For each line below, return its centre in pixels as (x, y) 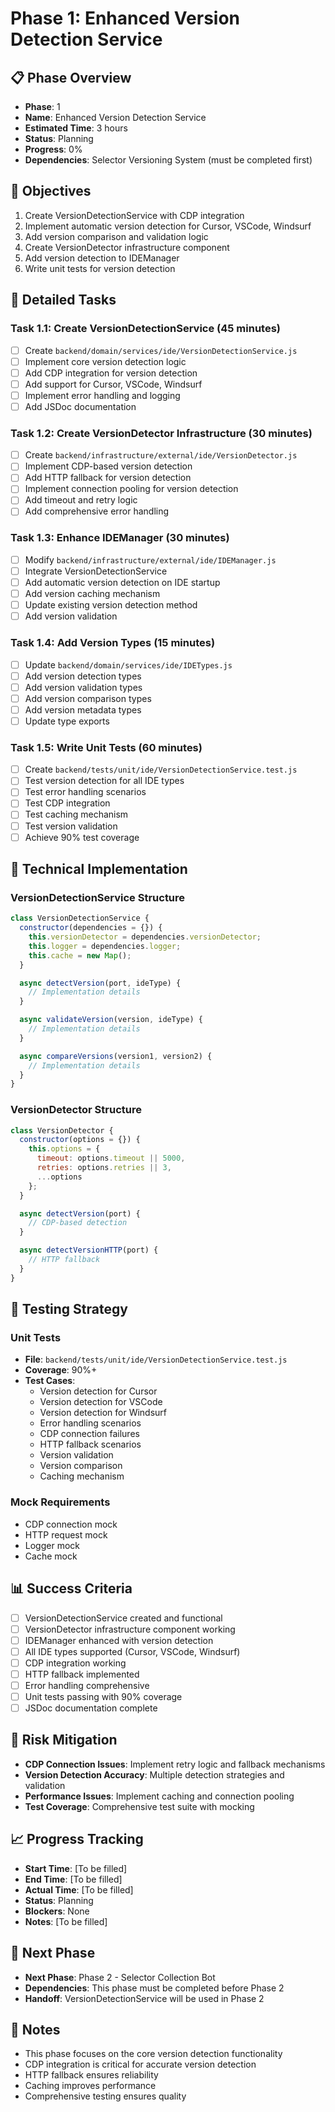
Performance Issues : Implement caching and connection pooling (159, 1796)
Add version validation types (83, 687)
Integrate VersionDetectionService (96, 571)
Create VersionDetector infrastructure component (127, 247)
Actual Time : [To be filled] (79, 1889)
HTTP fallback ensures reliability (91, 2075)
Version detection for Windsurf (103, 1413)
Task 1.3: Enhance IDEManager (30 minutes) (120, 538)
